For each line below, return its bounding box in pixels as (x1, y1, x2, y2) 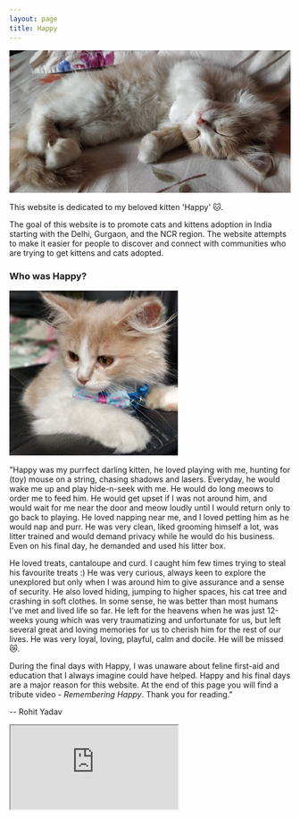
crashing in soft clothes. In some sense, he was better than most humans (9, 595, 279, 606)
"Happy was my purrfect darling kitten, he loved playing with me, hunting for (9, 464, 291, 475)
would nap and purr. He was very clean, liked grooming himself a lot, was (9, 521, 279, 532)
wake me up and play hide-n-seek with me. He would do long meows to (9, 483, 274, 494)
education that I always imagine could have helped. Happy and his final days (9, 670, 291, 680)
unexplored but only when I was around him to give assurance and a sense (9, 577, 285, 587)
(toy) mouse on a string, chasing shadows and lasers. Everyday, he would (9, 474, 280, 485)
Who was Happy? (9, 269, 87, 282)
